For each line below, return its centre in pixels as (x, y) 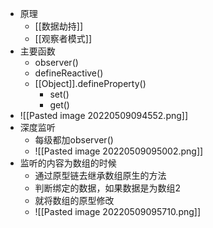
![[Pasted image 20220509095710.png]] (118, 211)
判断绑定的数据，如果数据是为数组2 (108, 188)
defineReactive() (69, 73)
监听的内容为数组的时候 (68, 163)
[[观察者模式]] (63, 38)
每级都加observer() (74, 140)
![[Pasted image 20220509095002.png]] (119, 151)
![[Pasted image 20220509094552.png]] (104, 115)
